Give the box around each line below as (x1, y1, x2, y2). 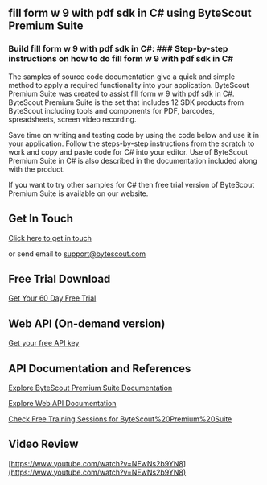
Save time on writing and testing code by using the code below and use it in (8, 130, 260, 139)
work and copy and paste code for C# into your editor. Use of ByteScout (8, 147, 249, 156)
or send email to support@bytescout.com (8, 249, 146, 259)
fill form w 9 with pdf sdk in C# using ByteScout (8, 6, 252, 20)
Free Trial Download (8, 272, 111, 285)
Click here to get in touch (8, 233, 92, 242)
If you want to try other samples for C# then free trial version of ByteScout (8, 180, 255, 189)
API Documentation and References (8, 362, 191, 375)
